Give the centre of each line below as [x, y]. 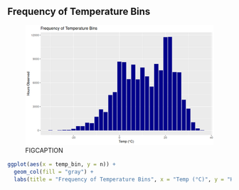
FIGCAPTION [44, 150]
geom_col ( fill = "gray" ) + [54, 171]
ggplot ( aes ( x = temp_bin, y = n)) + [62, 164]
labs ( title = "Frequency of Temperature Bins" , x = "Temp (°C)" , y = [119, 179]
